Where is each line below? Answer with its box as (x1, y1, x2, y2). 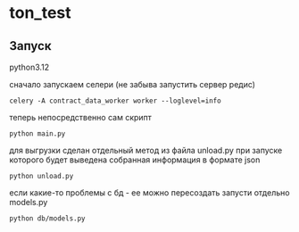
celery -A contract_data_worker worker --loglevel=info (9, 96, 221, 105)
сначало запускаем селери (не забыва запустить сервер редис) (9, 79, 256, 89)
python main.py (9, 129, 66, 138)
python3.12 (9, 62, 50, 72)
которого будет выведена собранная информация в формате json (9, 154, 261, 165)
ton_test (9, 3, 71, 23)
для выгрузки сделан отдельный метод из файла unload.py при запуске (9, 145, 283, 155)
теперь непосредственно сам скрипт (9, 112, 152, 122)
